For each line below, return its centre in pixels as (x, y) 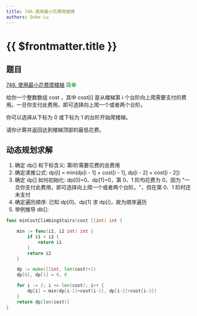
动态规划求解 (29, 150)
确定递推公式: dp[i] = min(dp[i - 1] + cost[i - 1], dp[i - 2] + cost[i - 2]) (97, 173)
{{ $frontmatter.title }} (62, 46)
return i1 (50, 242)
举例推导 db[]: (32, 209)
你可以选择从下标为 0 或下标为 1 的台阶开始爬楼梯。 (69, 117)
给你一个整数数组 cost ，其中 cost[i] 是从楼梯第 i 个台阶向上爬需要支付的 (94, 97)
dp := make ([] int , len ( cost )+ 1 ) (56, 269)
